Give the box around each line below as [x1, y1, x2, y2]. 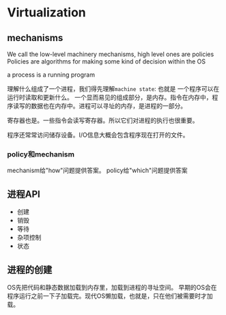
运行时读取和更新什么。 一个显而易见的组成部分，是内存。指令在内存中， [7, 94, 212, 101]
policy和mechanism [7, 149, 75, 159]
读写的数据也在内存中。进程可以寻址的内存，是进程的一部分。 [12, 102, 186, 110]
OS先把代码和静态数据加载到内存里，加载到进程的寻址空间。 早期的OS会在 [7, 283, 217, 291]
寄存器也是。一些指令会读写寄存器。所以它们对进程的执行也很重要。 [7, 116, 199, 124]
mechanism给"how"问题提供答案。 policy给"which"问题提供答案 [7, 166, 188, 175]
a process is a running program [7, 70, 96, 79]
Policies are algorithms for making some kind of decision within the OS [7, 57, 206, 66]
